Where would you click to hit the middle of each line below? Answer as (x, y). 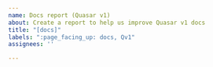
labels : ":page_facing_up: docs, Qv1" (72, 37)
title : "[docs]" (35, 30)
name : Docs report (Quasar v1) (59, 15)
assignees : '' (31, 44)
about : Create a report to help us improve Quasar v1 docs (107, 23)
